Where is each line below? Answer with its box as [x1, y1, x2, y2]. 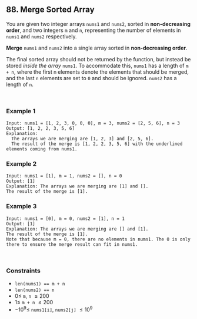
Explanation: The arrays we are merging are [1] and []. [6, 183, 149, 189]
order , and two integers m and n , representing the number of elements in [6, 27, 181, 34]
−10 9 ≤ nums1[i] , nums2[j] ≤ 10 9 [14, 305, 93, 313]
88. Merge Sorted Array [6, 5, 95, 15]
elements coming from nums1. [6, 146, 78, 152]
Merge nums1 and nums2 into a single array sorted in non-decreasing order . [6, 44, 188, 51]
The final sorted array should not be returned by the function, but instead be [6, 55, 191, 63]
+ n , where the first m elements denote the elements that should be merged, [6, 68, 189, 75]
